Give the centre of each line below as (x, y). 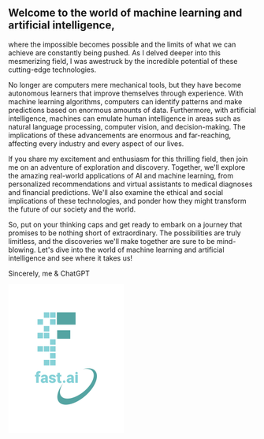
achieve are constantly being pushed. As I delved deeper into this (114, 53)
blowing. (22, 250)
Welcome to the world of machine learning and (125, 13)
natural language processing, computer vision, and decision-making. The (127, 126)
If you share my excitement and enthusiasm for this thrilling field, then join (128, 159)
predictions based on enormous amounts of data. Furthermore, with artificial (132, 110)
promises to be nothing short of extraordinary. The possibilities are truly (125, 233)
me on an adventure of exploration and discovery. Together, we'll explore (127, 167)
